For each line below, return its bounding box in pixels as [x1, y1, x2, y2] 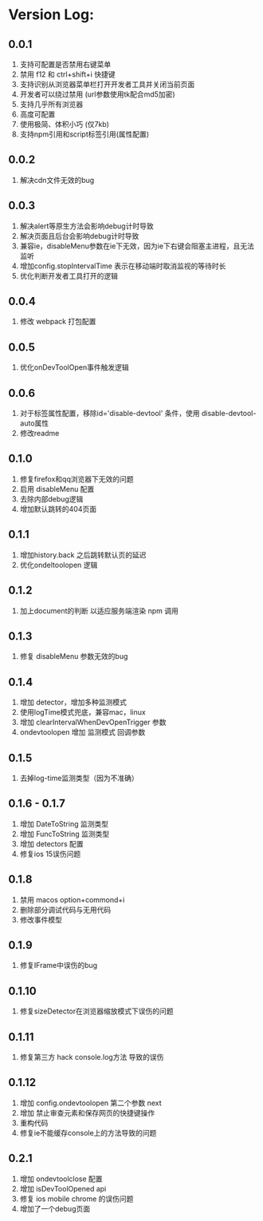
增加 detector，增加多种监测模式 [19, 697, 128, 708]
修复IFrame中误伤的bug [19, 961, 98, 970]
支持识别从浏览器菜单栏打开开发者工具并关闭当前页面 [19, 80, 195, 89]
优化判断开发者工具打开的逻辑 [19, 271, 118, 280]
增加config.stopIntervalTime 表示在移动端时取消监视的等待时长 [19, 261, 226, 271]
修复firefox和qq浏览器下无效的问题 [19, 474, 134, 484]
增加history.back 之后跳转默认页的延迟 [19, 549, 147, 560]
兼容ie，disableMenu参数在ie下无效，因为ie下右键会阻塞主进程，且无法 [19, 241, 255, 251]
